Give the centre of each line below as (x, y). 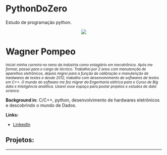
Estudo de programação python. (39, 22)
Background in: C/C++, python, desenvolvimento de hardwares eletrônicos (83, 100)
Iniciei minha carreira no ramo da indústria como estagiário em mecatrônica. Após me (79, 65)
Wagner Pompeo (41, 52)
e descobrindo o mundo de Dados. (41, 105)
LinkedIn (22, 124)
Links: (12, 115)
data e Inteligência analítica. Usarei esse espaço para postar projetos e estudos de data (81, 86)
